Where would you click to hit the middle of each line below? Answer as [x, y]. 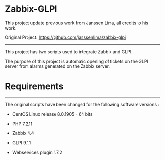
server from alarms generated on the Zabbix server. [57, 66]
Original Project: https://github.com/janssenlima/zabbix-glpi [66, 37]
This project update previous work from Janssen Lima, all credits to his [77, 23]
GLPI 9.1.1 [22, 143]
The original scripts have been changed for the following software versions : [82, 104]
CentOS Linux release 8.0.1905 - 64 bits [52, 114]
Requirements [34, 86]
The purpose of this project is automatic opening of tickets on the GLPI [77, 61]
